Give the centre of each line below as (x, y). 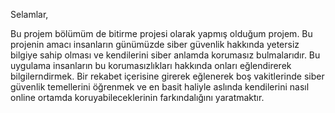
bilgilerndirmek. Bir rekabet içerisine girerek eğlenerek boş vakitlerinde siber (167, 76)
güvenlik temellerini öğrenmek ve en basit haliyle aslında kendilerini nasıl (160, 87)
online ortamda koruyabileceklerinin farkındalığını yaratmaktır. (137, 97)
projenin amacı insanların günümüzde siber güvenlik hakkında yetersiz (155, 44)
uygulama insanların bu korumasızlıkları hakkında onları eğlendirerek (151, 65)
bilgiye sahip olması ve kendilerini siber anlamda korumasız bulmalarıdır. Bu (165, 55)
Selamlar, (29, 14)
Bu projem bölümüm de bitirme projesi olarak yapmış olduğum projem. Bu (161, 33)
